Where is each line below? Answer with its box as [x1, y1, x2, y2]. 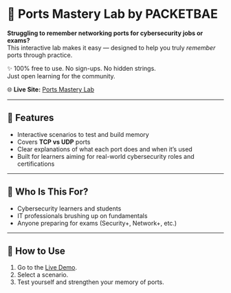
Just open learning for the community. [7, 72, 115, 80]
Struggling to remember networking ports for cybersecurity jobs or [7, 29, 203, 37]
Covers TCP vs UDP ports [16, 138, 91, 146]
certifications [16, 160, 55, 168]
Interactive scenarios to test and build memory [16, 130, 149, 138]
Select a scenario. [16, 271, 69, 279]
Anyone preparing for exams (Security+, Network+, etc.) [16, 219, 177, 227]
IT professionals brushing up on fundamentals [16, 211, 148, 219]
